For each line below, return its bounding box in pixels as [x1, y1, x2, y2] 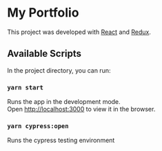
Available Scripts [7, 48, 81, 60]
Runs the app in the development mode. [7, 98, 121, 106]
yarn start [7, 83, 43, 91]
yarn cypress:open [7, 122, 69, 130]
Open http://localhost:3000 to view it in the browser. [7, 105, 156, 114]
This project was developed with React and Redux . [7, 28, 152, 36]
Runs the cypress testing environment [7, 136, 115, 145]
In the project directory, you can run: [7, 66, 111, 74]
